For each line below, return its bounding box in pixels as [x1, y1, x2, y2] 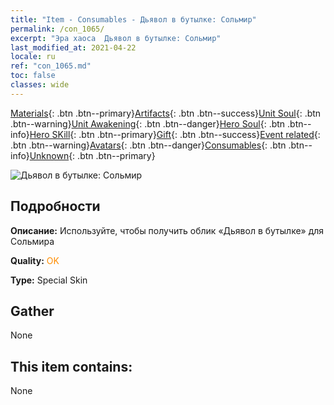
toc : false [10, 71, 56, 81]
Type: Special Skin [10, 274, 88, 286]
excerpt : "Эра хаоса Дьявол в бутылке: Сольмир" [10, 33, 222, 43]
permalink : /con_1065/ [10, 24, 105, 34]
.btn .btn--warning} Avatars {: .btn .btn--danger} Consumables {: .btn [10, 139, 287, 151]
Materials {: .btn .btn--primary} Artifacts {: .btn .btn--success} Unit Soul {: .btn [10, 107, 322, 119]
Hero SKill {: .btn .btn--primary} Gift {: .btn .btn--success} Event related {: [29, 128, 321, 140]
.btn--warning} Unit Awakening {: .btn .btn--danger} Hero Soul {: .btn [10, 117, 286, 130]
